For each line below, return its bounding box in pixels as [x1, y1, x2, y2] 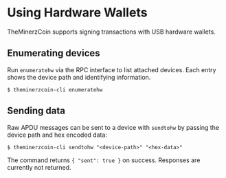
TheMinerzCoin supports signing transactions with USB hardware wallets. [7, 27, 216, 36]
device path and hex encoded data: [7, 131, 108, 139]
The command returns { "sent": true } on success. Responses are [7, 156, 201, 164]
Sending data [7, 105, 65, 117]
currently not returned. [7, 163, 71, 171]
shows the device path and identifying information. [7, 73, 151, 81]
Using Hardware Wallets [7, 5, 148, 21]
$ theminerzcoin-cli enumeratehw [7, 86, 103, 93]
